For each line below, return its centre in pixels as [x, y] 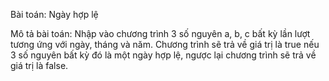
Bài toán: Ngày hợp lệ [54, 14]
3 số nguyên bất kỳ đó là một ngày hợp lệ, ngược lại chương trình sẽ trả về [163, 55]
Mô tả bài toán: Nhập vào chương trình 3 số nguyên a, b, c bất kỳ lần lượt [160, 33]
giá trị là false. [39, 65]
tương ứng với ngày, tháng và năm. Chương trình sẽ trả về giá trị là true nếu [165, 44]
